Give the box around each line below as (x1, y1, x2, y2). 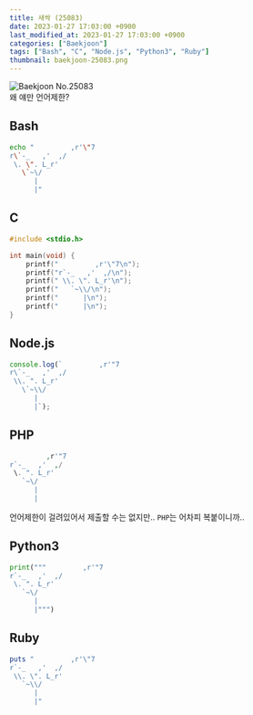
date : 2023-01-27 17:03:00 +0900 (9, 22, 137, 31)
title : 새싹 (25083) (9, 13, 84, 23)
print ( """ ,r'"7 (9, 563, 104, 572)
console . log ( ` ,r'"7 (9, 359, 120, 369)
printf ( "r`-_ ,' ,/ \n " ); (25, 268, 132, 277)
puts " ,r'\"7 (9, 654, 96, 664)
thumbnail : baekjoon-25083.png (9, 56, 128, 65)
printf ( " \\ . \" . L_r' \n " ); (25, 276, 132, 285)
